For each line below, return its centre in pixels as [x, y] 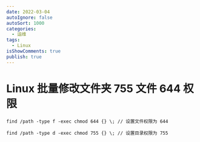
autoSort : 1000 [25, 23]
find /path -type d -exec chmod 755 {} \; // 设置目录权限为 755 [87, 133]
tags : [13, 40]
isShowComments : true [34, 51]
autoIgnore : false [29, 18]
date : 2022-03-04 [28, 12]
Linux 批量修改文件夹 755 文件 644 [93, 89]
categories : [21, 29]
